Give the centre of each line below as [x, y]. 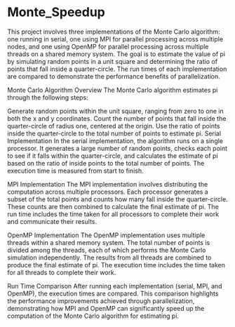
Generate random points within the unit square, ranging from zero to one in [115, 111]
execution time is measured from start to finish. [75, 171]
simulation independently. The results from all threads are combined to [109, 258]
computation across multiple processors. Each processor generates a [108, 192]
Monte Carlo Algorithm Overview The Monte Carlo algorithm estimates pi [113, 90]
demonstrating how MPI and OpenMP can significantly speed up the [106, 308]
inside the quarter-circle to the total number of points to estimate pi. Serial [114, 133]
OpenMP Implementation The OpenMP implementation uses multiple [106, 235]
